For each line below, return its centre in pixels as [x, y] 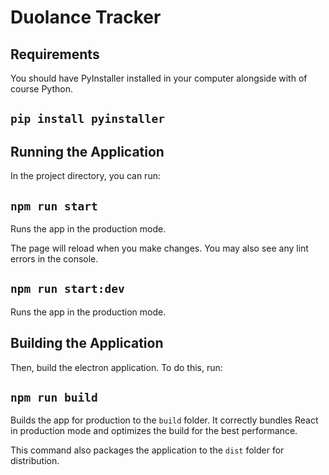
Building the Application [87, 343]
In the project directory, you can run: [85, 176]
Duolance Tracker [86, 17]
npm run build [54, 398]
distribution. [35, 461]
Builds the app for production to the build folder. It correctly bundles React [164, 420]
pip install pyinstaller [88, 119]
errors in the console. [54, 259]
